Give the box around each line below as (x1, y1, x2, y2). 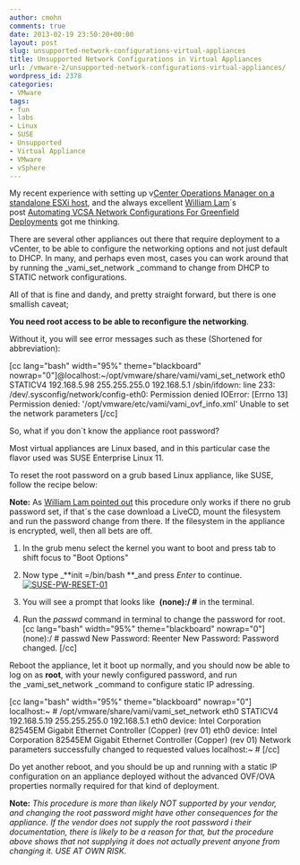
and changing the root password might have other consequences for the (9, 808, 279, 818)
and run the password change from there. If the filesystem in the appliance (9, 516, 286, 527)
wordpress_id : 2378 (9, 72, 82, 81)
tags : (9, 96, 30, 106)
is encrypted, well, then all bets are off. (9, 526, 153, 537)
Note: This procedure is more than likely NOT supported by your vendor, (9, 798, 278, 808)
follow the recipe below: (9, 479, 99, 490)
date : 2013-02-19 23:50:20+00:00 (9, 30, 134, 39)
